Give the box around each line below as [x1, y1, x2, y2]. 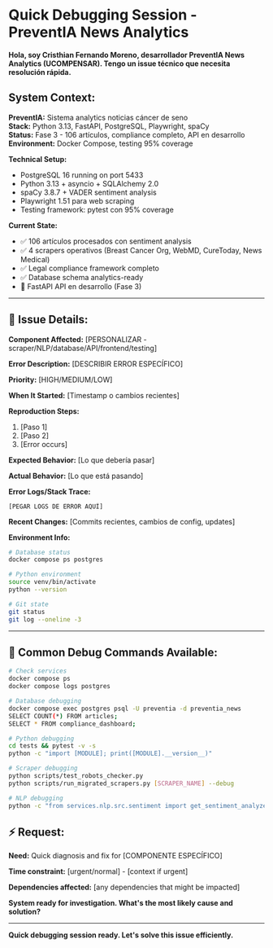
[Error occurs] [19, 439, 67, 449]
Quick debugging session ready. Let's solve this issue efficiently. [8, 930, 234, 940]
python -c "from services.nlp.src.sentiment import [8, 801, 187, 810]
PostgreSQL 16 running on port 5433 [19, 169, 144, 180]
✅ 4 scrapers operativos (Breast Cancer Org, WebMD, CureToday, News [19, 245, 262, 255]
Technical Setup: [8, 154, 67, 164]
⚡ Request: [8, 825, 65, 839]
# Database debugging [8, 697, 82, 705]
